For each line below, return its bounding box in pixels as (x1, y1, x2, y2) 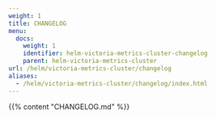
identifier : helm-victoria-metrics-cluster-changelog (23, 49, 208, 57)
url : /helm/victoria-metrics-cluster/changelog (8, 65, 172, 73)
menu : (8, 27, 27, 35)
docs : (15, 34, 35, 43)
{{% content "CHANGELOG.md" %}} (8, 102, 130, 112)
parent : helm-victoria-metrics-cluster (23, 57, 158, 65)
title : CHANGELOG (8, 19, 67, 27)
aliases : (8, 72, 38, 80)
